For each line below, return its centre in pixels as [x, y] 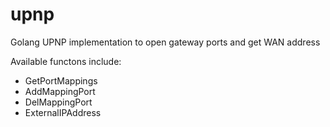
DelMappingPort [58, 102]
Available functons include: [66, 61]
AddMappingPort [60, 91]
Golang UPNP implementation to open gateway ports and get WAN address [165, 42]
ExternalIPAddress [63, 112]
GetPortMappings [61, 80]
